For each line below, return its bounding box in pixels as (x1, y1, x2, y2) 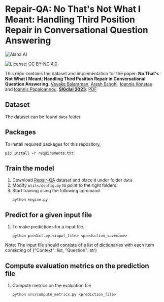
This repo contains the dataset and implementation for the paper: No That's (5, 70, 159, 76)
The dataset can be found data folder (5, 114, 81, 120)
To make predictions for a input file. (12, 224, 85, 230)
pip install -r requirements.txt (5, 151, 74, 156)
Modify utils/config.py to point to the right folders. (12, 182, 118, 188)
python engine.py (12, 197, 48, 202)
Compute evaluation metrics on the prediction (5, 261, 149, 270)
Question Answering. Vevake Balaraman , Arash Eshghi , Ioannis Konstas (5, 81, 152, 87)
